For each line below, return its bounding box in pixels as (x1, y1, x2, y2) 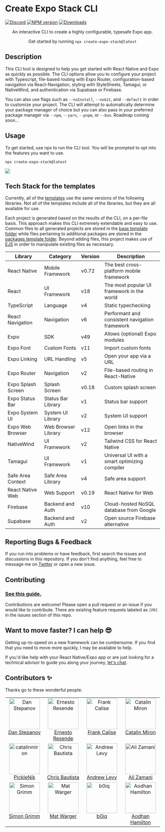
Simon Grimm (9, 812, 40, 819)
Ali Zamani (128, 774, 153, 781)
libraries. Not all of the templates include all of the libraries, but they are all (5, 200, 156, 206)
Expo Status (7, 395, 35, 402)
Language (44, 302, 68, 309)
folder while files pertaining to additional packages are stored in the (5, 231, 141, 237)
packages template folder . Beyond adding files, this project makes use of (5, 236, 153, 242)
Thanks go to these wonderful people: (5, 687, 82, 693)
